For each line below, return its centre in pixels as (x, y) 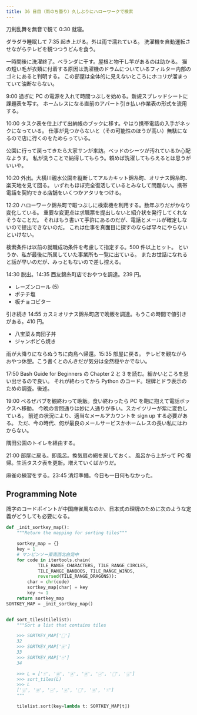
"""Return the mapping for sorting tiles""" (72, 533)
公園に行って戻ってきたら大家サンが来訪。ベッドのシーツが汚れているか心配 (98, 150)
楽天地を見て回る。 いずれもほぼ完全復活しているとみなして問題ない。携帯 (97, 185)
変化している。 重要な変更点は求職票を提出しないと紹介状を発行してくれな (97, 212)
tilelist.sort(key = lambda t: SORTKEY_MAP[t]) (74, 706)
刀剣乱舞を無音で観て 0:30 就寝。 (47, 29)
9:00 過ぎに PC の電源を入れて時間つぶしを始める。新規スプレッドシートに (97, 96)
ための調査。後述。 (29, 388)
